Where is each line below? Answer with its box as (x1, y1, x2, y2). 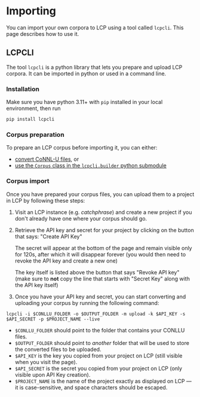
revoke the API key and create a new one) (14, 257, 118, 264)
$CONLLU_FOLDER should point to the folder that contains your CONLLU (14, 326, 185, 334)
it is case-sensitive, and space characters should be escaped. (14, 384, 168, 391)
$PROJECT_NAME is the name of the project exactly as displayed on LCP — (14, 377, 192, 384)
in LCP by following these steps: (6, 197, 85, 204)
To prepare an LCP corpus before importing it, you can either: (6, 144, 158, 151)
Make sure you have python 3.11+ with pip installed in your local (6, 99, 163, 106)
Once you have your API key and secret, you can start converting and (14, 293, 186, 300)
